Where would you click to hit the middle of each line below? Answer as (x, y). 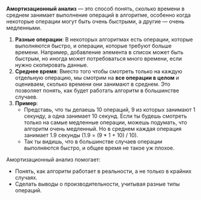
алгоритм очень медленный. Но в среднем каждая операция (103, 129)
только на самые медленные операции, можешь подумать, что (105, 122)
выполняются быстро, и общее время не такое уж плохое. (99, 148)
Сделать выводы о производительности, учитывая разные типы (97, 184)
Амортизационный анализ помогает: (53, 159)
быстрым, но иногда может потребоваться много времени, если (98, 59)
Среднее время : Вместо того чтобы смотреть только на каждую (98, 71)
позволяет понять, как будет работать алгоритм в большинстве (97, 90)
